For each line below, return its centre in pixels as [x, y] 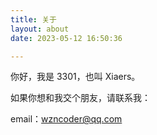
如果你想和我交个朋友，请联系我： [80, 98]
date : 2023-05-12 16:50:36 [66, 38]
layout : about [40, 29]
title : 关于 [33, 19]
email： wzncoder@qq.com [66, 119]
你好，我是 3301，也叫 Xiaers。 [75, 77]
